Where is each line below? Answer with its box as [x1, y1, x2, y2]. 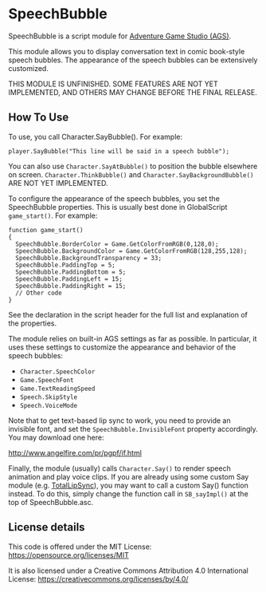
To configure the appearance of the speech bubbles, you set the [8, 193, 221, 203]
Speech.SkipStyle [19, 393, 78, 401]
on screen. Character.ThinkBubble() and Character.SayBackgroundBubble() [8, 169, 254, 180]
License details [8, 520, 85, 535]
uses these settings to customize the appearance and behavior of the [8, 342, 237, 352]
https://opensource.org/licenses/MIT [8, 550, 129, 559]
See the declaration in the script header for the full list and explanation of [8, 310, 248, 319]
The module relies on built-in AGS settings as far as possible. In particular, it [8, 333, 257, 343]
